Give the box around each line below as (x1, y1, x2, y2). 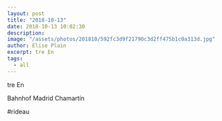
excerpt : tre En (7, 49, 54, 56)
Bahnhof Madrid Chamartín (7, 94, 85, 102)
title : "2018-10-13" (7, 17, 67, 24)
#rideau (7, 107, 30, 115)
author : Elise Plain (7, 42, 67, 49)
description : (7, 29, 45, 37)
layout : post (7, 10, 45, 17)
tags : (7, 55, 23, 62)
